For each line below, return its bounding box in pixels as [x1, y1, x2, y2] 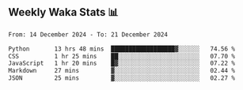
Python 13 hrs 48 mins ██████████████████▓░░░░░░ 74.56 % [8, 45, 236, 53]
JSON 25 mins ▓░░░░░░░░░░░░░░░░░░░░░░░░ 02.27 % [8, 74, 236, 82]
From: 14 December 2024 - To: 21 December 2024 [8, 30, 169, 39]
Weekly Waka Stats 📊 [8, 6, 119, 19]
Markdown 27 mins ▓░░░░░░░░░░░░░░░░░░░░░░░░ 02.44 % [8, 67, 236, 75]
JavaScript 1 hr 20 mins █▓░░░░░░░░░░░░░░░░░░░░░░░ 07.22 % [8, 59, 236, 68]
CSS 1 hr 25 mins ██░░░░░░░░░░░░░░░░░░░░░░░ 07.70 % [8, 52, 236, 60]
